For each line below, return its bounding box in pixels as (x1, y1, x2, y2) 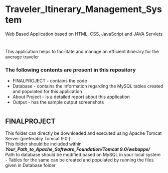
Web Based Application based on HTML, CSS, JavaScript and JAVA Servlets (5, 31, 163, 37)
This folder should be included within (5, 141, 82, 147)
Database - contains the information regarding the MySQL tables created (12, 83, 163, 89)
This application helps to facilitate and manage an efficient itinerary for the (5, 49, 159, 55)
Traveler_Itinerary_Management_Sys (5, 4, 162, 15)
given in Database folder (5, 162, 56, 168)
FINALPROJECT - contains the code (12, 78, 87, 84)
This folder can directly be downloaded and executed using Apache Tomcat (5, 130, 162, 136)
